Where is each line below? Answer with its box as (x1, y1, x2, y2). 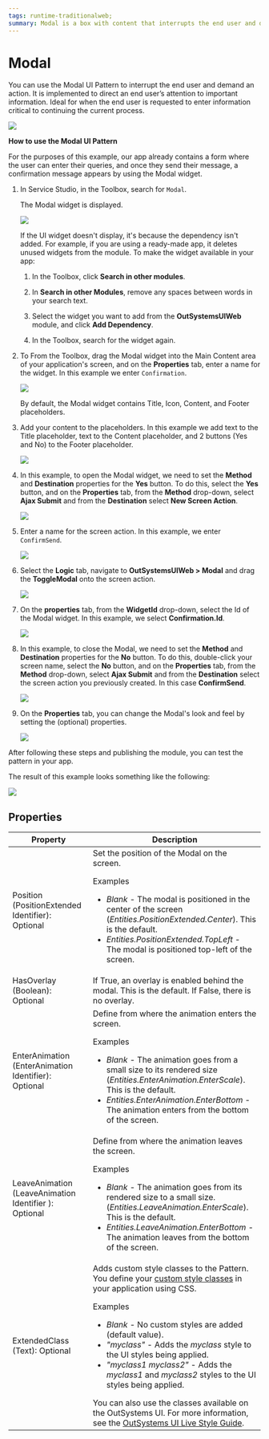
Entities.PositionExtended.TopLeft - (106, 934, 241, 945)
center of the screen (106, 904, 183, 915)
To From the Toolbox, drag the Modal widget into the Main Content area (19, 351, 256, 361)
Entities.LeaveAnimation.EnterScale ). (109, 1201, 249, 1213)
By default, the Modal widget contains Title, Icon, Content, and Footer (19, 399, 250, 409)
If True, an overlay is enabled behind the (92, 975, 244, 986)
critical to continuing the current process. (8, 106, 145, 116)
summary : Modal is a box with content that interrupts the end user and (8, 19, 256, 27)
